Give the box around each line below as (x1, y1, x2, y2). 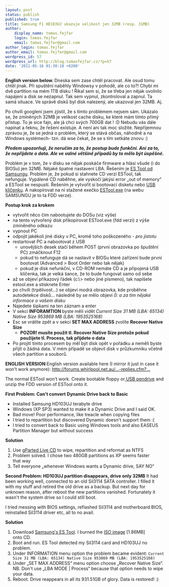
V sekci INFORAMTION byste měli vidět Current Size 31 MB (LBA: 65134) (12, 308, 164, 314)
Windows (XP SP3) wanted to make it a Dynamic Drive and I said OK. (12, 406, 156, 412)
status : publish (5, 12, 39, 17)
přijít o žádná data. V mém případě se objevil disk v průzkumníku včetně (12, 346, 163, 352)
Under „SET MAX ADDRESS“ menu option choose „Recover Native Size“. (12, 560, 164, 566)
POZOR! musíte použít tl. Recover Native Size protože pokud (20, 330, 149, 336)
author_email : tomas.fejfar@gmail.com (5, 49, 87, 54)
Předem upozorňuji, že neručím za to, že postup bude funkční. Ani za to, (5, 145, 160, 151)
